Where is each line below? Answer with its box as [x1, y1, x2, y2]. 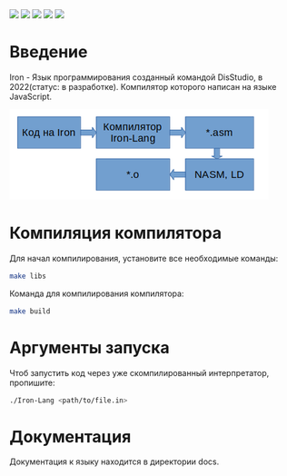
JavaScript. [9, 91, 53, 102]
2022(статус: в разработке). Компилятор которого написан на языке [9, 81, 277, 92]
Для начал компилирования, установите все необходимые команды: [9, 253, 279, 263]
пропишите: [9, 377, 55, 388]
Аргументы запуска [9, 337, 170, 358]
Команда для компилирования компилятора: [9, 288, 184, 299]
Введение [9, 42, 88, 63]
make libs [9, 272, 47, 281]
